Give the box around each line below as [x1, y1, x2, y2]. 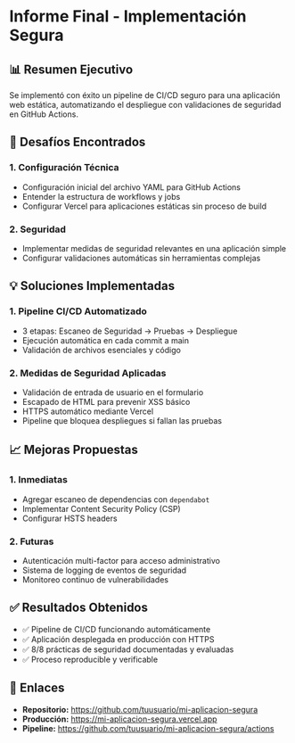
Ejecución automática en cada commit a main [21, 334, 190, 345]
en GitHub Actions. [9, 109, 78, 120]
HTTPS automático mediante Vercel [21, 406, 154, 417]
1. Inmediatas [9, 474, 69, 486]
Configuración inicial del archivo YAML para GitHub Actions [21, 181, 241, 193]
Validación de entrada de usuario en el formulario [21, 386, 204, 398]
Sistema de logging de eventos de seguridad [21, 565, 187, 575]
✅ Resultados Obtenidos [9, 600, 149, 615]
